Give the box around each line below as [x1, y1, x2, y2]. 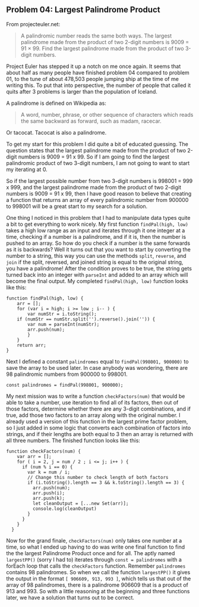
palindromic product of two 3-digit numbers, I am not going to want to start [6, 159, 190, 166]
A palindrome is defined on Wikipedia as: [6, 99, 107, 107]
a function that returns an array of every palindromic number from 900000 [6, 196, 189, 203]
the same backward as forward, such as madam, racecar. [20, 117, 162, 124]
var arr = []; [17, 453, 52, 459]
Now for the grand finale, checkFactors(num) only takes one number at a [6, 537, 182, 544]
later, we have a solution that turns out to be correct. [6, 594, 135, 601]
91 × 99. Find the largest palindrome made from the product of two [20, 45, 184, 52]
